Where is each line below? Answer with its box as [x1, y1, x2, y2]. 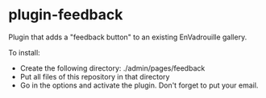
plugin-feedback [8, 6, 123, 24]
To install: [8, 47, 40, 57]
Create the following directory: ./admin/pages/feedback [19, 63, 206, 73]
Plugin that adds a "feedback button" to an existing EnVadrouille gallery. [8, 32, 247, 42]
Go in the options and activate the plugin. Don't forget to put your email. [19, 80, 259, 90]
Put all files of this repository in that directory [19, 71, 170, 81]
